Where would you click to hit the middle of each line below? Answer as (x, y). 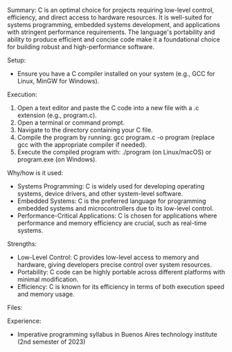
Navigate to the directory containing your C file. (85, 130)
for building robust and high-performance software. (81, 47)
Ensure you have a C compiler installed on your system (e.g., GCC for (116, 73)
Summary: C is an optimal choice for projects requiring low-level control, (111, 10)
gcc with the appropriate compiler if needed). (82, 144)
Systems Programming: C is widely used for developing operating (111, 186)
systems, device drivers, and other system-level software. (100, 194)
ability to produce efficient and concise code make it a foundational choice (114, 39)
